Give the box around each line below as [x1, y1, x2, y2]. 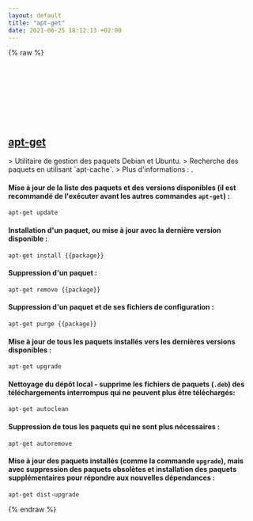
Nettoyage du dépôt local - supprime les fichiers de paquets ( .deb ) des [8, 379, 245, 389]
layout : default [8, 11, 62, 20]
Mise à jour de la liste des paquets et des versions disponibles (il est [8, 183, 236, 192]
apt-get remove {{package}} [8, 286, 101, 294]
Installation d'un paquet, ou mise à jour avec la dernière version [8, 225, 221, 234]
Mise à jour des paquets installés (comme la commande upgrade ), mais [8, 456, 244, 466]
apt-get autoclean [8, 405, 69, 413]
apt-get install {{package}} [8, 251, 104, 260]
